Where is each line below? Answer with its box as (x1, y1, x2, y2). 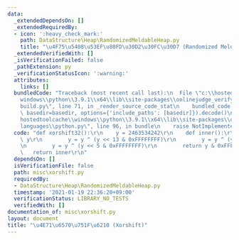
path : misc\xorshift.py (14, 168, 84, 176)
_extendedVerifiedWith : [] (14, 50, 94, 58)
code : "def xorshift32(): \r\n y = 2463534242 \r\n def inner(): (14, 129, 224, 136)
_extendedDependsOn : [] (14, 17, 84, 24)
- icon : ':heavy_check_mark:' (14, 30, 103, 38)
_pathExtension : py (14, 63, 72, 70)
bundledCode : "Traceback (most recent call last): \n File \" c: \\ (14, 89, 215, 97)
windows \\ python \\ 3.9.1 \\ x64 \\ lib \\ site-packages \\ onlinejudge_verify (20, 97, 234, 104)
